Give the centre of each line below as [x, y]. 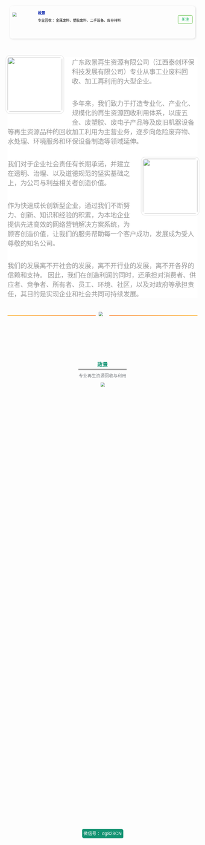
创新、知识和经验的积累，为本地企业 [75, 215]
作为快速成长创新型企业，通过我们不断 [65, 206]
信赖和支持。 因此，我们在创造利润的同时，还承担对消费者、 [99, 275]
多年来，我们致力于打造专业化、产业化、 [133, 104]
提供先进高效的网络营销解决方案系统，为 [69, 224]
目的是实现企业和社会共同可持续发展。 [85, 295]
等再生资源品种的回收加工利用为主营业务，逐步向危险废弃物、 [101, 132]
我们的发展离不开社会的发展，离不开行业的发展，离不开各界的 [101, 266]
